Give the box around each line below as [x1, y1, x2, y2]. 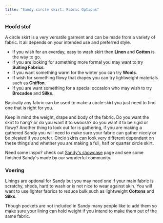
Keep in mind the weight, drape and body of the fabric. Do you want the [5, 114, 149, 120]
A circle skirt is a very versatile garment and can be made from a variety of [5, 34, 156, 40]
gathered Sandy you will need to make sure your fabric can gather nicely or [5, 130, 157, 135]
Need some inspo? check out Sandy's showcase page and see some [5, 149, 144, 155]
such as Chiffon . [12, 80, 46, 86]
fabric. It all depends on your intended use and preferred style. [5, 39, 131, 45]
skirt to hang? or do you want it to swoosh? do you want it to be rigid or [5, 119, 148, 125]
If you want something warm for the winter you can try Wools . [12, 69, 138, 75]
